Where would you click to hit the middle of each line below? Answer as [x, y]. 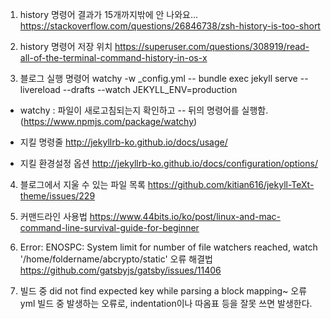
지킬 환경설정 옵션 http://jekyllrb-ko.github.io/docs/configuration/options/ [168, 163]
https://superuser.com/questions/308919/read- [212, 46]
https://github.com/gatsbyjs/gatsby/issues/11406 [120, 270]
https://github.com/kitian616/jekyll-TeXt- [231, 184]
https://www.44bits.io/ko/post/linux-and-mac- [185, 216]
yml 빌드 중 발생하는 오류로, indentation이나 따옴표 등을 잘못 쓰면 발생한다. [166, 303]
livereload [40, 89]
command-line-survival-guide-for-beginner [109, 227]
